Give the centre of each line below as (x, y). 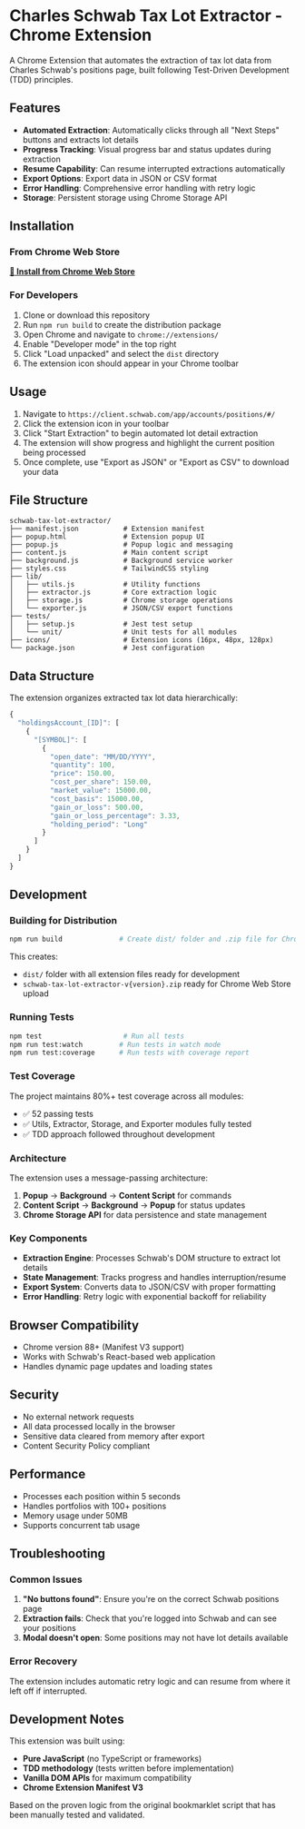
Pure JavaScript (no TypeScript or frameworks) (112, 1759)
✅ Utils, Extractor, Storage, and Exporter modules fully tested (137, 1123)
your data (40, 471)
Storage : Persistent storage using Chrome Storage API (125, 197)
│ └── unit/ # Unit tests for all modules (123, 632)
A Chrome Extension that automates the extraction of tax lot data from (141, 60)
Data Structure (52, 676)
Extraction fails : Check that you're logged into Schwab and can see (149, 1618)
